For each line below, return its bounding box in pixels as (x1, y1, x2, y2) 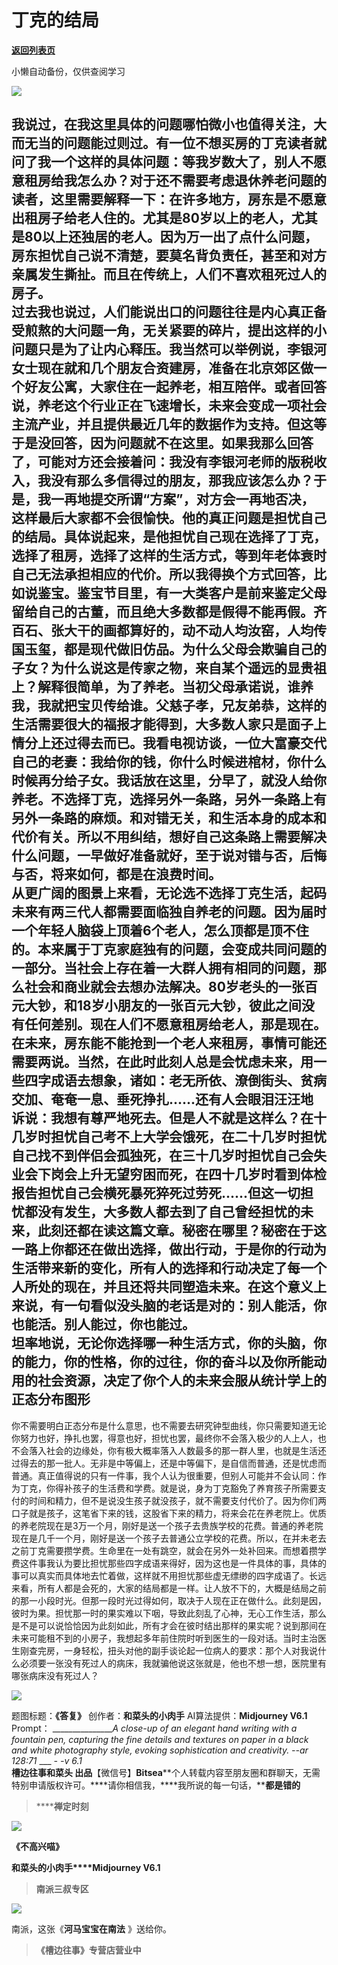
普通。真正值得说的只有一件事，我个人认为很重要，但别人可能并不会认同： (11, 1469, 318, 1481)
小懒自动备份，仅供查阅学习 (11, 65, 126, 77)
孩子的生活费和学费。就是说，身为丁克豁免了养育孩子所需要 (72, 1482, 318, 1494)
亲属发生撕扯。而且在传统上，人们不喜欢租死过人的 (11, 266, 327, 283)
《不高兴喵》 (11, 1840, 64, 1852)
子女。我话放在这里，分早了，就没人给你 (76, 772, 327, 790)
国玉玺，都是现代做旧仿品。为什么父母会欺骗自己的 (11, 641, 327, 658)
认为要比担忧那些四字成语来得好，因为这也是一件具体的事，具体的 (54, 1557, 327, 1569)
